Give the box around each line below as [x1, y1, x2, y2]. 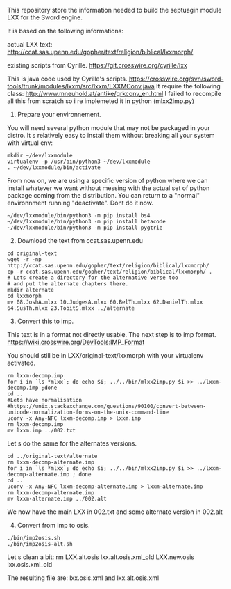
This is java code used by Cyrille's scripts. [7, 74, 128, 83]
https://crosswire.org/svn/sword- [128, 74, 224, 83]
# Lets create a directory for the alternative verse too [7, 274, 178, 281]
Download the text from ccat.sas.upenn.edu [17, 237, 144, 244]
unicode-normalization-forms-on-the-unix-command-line [7, 409, 169, 416]
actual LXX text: [7, 40, 53, 48]
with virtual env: [7, 139, 53, 147]
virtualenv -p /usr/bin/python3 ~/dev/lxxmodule [7, 158, 151, 165]
